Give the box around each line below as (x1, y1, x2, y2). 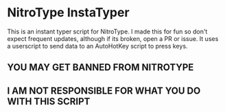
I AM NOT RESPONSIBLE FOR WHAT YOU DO (7, 85, 201, 96)
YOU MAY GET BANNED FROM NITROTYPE (7, 61, 194, 73)
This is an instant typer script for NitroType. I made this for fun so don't (7, 27, 208, 36)
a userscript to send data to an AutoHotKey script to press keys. (7, 42, 188, 50)
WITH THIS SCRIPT (7, 96, 91, 107)
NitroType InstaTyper (7, 5, 130, 20)
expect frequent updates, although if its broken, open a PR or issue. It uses (7, 34, 219, 42)
